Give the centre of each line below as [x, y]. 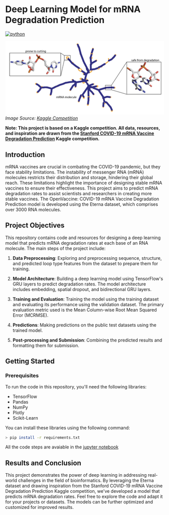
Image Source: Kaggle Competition [42, 118]
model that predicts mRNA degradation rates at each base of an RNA [77, 243]
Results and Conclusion [43, 463]
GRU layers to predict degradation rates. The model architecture [79, 284]
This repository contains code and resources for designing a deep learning [83, 238]
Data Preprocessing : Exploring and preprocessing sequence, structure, [87, 258]
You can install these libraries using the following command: [68, 428]
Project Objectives [35, 225]
